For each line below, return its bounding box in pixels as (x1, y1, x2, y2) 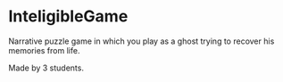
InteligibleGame (8, 6, 129, 27)
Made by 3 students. (8, 62, 84, 73)
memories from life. (8, 45, 80, 55)
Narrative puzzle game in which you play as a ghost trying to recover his (8, 36, 275, 46)
